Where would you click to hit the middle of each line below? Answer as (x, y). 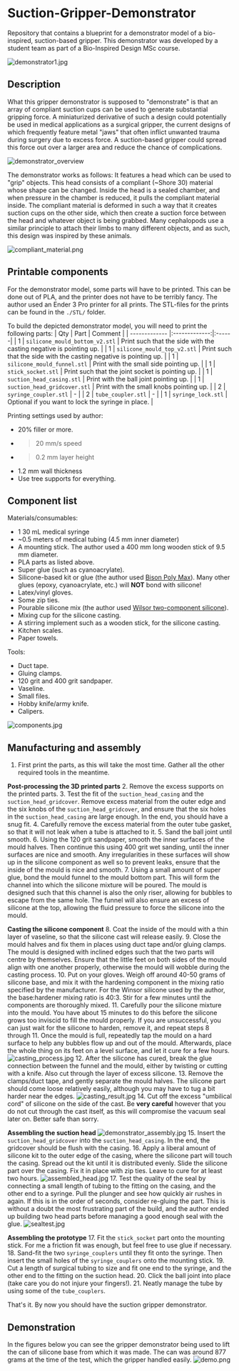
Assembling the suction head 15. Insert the (117, 1133)
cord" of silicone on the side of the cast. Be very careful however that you (117, 1104)
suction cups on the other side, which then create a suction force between (117, 213)
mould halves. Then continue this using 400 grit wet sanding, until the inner (118, 847)
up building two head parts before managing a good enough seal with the (115, 1217)
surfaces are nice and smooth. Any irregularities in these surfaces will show (119, 854)
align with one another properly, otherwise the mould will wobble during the (118, 967)
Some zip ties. (39, 600)
